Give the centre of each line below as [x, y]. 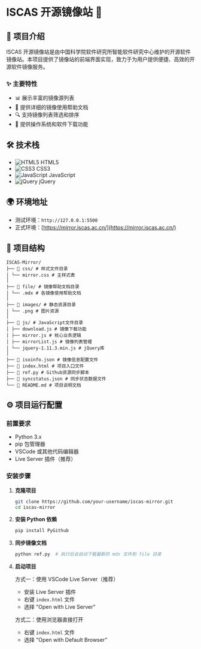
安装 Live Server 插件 [50, 592]
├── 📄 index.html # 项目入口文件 [45, 366]
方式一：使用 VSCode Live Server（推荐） [67, 579]
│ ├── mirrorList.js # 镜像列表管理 [49, 342]
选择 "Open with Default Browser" [66, 640]
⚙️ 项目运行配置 [34, 405]
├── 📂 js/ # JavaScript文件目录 [45, 322]
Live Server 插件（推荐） [45, 459]
